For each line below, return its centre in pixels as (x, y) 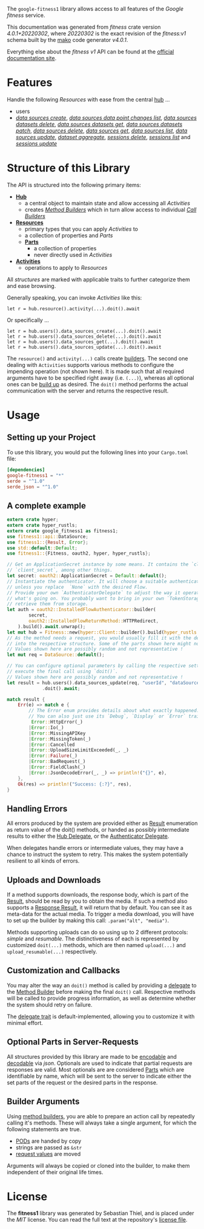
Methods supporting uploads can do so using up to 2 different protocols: (97, 933)
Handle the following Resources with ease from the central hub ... (88, 99)
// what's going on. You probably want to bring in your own (86, 598)
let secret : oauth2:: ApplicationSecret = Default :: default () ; (87, 576)
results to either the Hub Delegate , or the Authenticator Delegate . (88, 836)
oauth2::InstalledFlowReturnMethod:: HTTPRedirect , (94, 621)
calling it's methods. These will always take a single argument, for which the (102, 1123)
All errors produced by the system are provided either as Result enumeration (102, 823)
